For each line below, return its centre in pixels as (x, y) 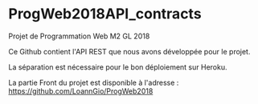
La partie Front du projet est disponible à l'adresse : (94, 82)
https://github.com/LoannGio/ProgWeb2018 (81, 91)
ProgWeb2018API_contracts (105, 14)
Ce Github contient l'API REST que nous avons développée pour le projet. (129, 51)
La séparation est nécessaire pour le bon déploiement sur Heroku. (118, 67)
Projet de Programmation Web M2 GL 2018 (79, 36)
